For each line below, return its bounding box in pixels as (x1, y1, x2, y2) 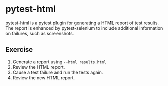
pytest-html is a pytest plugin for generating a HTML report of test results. (5, 20, 159, 26)
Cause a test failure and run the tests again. (12, 69, 103, 75)
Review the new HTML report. (12, 74, 75, 81)
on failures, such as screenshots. (5, 30, 74, 36)
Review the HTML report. (12, 64, 65, 70)
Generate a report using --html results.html (12, 59, 107, 65)
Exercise (5, 45, 33, 54)
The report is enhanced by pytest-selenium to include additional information (5, 25, 163, 31)
